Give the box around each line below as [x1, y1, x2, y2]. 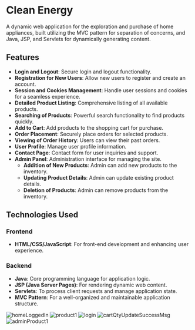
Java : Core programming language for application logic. [14, 275, 150, 282]
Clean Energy [6, 4, 73, 17]
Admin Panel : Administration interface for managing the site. [14, 155, 162, 162]
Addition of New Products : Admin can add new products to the [23, 161, 177, 169]
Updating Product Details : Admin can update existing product [23, 174, 174, 181]
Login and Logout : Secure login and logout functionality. [14, 68, 152, 75]
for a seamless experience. [14, 93, 80, 100]
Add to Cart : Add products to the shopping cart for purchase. [14, 124, 163, 131]
